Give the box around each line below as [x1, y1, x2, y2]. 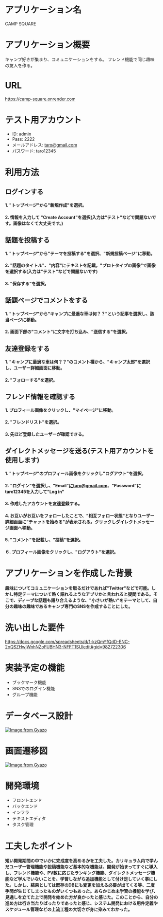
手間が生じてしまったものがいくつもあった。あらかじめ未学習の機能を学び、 [5, 888, 158, 894]
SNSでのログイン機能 [12, 685, 55, 691]
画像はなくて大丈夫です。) [13, 220, 64, 226]
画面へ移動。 [9, 525, 35, 531]
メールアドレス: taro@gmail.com [12, 142, 78, 147]
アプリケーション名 [5, 4, 81, 16]
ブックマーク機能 [12, 679, 47, 685]
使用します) [5, 456, 40, 464]
